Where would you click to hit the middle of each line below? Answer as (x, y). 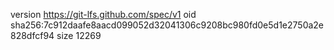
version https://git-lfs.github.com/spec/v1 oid (103, 14)
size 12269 (79, 35)
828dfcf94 (32, 35)
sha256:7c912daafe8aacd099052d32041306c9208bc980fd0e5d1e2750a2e (167, 25)
